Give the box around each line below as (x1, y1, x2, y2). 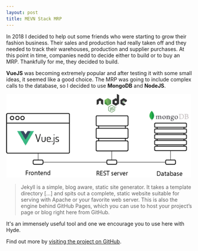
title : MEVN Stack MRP (6, 15, 62, 22)
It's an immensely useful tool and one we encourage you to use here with (6, 220, 185, 227)
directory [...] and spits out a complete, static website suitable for (20, 189, 180, 197)
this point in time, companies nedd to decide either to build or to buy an (6, 52, 180, 59)
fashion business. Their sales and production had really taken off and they (6, 39, 187, 46)
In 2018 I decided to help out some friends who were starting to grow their (6, 33, 187, 40)
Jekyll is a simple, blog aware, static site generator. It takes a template (20, 184, 191, 191)
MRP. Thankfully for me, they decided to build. (6, 58, 119, 65)
